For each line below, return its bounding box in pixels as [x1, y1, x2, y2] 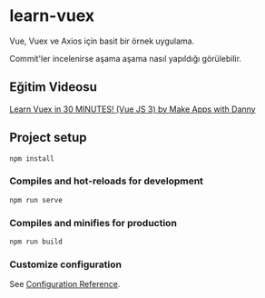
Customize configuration [9, 258, 123, 271]
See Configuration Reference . [9, 279, 121, 290]
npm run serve [9, 195, 64, 204]
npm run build [9, 237, 64, 246]
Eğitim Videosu [9, 79, 98, 95]
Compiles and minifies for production [9, 216, 177, 229]
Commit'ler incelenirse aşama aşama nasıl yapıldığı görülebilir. [9, 53, 242, 64]
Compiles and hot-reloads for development [9, 174, 204, 187]
